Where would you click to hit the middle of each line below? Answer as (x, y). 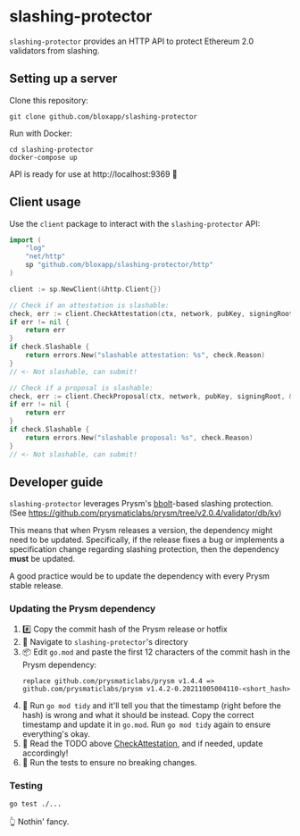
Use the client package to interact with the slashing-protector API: (135, 223)
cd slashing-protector (51, 149)
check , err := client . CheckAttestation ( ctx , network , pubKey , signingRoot (151, 313)
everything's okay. (56, 733)
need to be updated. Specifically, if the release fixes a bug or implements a (147, 540)
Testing (26, 785)
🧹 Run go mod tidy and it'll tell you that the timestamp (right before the (151, 705)
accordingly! (45, 753)
